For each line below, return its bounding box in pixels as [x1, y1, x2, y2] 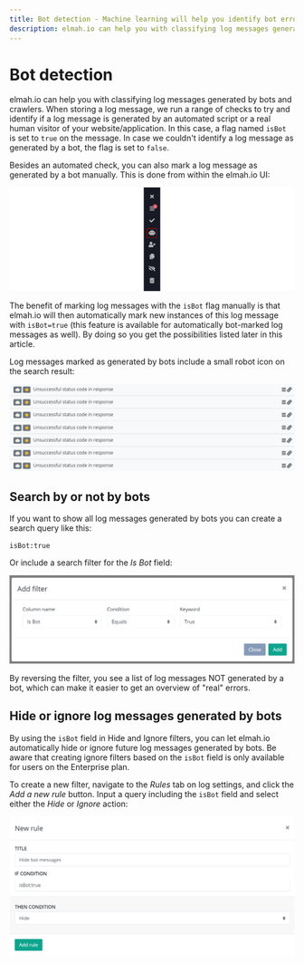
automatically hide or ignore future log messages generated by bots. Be [9, 742, 277, 753]
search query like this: [9, 522, 92, 534]
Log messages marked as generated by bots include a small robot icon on [9, 356, 285, 367]
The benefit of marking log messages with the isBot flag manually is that [9, 300, 280, 311]
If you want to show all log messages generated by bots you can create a [9, 513, 282, 524]
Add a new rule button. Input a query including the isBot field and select [9, 788, 279, 799]
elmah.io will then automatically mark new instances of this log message [9, 309, 279, 321]
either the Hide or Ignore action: [9, 798, 128, 809]
